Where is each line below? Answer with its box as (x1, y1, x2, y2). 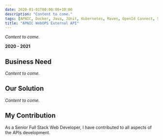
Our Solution (5, 85, 44, 93)
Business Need (5, 57, 52, 66)
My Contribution (5, 111, 56, 120)
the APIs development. (5, 129, 50, 135)
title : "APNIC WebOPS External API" (5, 20, 79, 26)
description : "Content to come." (5, 12, 73, 17)
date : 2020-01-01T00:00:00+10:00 (5, 7, 73, 12)
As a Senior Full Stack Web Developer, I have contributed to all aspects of (5, 124, 152, 130)
